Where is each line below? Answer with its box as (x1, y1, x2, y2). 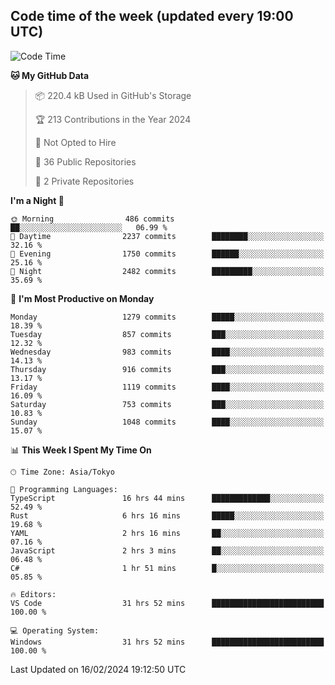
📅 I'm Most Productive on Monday (10, 292, 155, 304)
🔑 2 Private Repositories (34, 175, 135, 187)
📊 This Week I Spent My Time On (10, 444, 152, 456)
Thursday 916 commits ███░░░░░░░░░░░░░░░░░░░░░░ (10, 364, 325, 374)
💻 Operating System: (10, 625, 100, 636)
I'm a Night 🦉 (10, 194, 65, 206)
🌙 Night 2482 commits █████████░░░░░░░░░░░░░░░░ (10, 266, 325, 276)
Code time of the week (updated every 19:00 (10, 8, 294, 25)
